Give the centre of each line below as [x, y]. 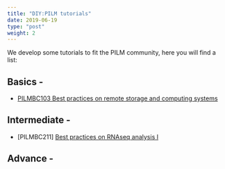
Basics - [25, 81]
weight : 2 [22, 33]
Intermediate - [39, 120]
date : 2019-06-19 [32, 20]
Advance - [30, 159]
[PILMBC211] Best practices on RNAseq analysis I [87, 136]
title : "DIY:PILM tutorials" [49, 14]
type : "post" [26, 26]
